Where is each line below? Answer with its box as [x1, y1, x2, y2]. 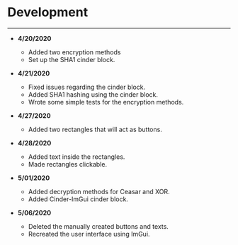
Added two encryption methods [28, 47, 121, 56]
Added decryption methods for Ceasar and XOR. [28, 187, 170, 196]
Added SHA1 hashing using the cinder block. [28, 90, 158, 99]
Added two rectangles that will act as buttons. [28, 125, 163, 133]
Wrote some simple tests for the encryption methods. [28, 97, 184, 106]
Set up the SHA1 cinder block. [28, 55, 115, 64]
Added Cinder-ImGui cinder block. [28, 195, 129, 203]
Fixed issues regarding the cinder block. [28, 83, 146, 91]
